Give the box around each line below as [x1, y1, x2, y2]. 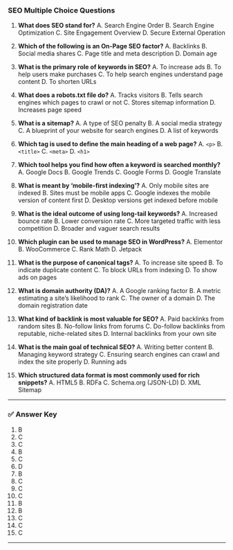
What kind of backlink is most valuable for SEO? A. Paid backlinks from [17, 314, 224, 323]
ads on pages [17, 273, 57, 282]
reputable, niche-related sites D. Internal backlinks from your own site [17, 330, 217, 338]
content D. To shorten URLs [17, 78, 97, 86]
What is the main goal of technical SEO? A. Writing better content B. [17, 343, 214, 351]
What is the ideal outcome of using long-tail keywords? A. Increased [17, 210, 218, 218]
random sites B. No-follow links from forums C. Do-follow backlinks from [17, 322, 225, 330]
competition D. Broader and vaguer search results [17, 224, 160, 233]
